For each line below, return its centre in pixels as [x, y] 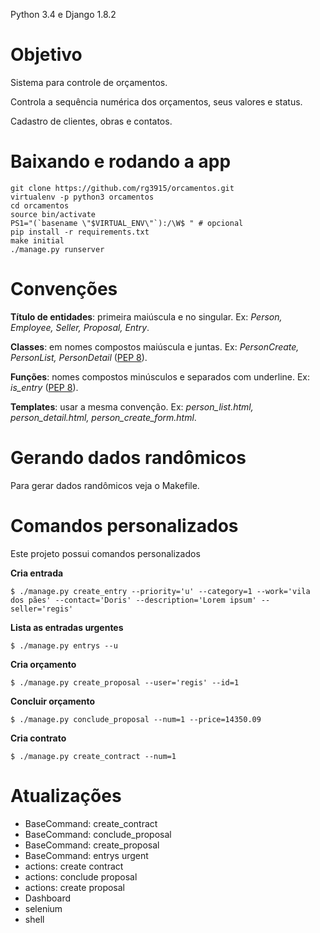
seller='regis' [42, 609]
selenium [43, 908]
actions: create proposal [75, 887]
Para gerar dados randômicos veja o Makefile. [105, 485]
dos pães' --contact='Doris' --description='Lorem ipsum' [133, 600]
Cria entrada [37, 573]
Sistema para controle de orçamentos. [89, 82]
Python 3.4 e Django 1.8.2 [63, 14]
